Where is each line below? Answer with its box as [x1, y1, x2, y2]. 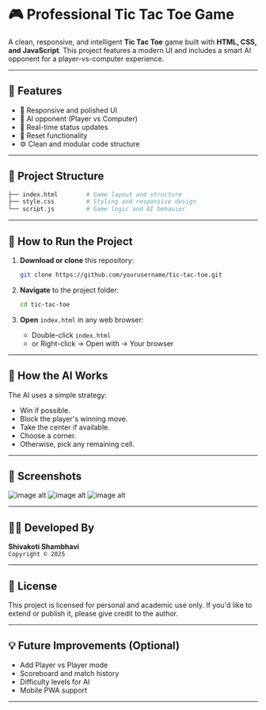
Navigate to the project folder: [19, 285, 120, 295]
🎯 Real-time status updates [19, 122, 108, 132]
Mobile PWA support [19, 685, 88, 695]
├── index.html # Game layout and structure [8, 190, 182, 198]
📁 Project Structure [8, 170, 104, 183]
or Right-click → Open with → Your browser [31, 338, 174, 348]
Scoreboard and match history [19, 668, 120, 678]
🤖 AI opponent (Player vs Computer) [19, 113, 139, 123]
